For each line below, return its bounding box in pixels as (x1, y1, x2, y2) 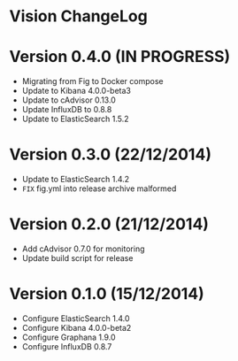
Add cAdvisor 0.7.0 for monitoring (21, 243, 145, 254)
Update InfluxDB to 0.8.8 (21, 104, 112, 115)
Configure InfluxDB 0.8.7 (21, 341, 112, 351)
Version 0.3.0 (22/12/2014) (9, 144, 212, 165)
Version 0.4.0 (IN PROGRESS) (9, 47, 231, 67)
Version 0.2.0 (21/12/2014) (9, 214, 210, 234)
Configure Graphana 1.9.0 (21, 332, 117, 342)
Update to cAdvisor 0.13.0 (21, 95, 117, 105)
